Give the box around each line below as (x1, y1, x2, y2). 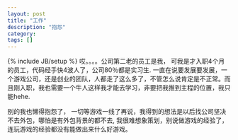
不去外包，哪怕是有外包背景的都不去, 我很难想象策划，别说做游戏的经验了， (7, 116, 228, 124)
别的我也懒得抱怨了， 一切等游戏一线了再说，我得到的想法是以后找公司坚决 (7, 107, 227, 116)
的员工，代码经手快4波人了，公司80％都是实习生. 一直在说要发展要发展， (7, 66, 222, 74)
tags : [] (7, 37, 33, 44)
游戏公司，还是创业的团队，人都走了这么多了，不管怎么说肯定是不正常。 (13, 75, 225, 83)
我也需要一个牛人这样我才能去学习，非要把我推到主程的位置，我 (38, 83, 225, 92)
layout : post (7, 10, 46, 18)
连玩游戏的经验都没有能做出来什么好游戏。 (7, 125, 132, 134)
